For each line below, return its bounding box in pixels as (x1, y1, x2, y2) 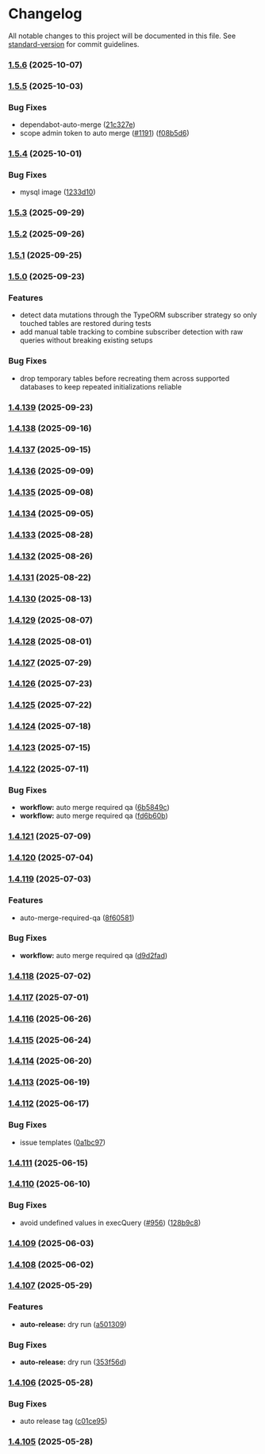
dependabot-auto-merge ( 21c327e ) (19, 120, 136, 129)
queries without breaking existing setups (19, 336, 153, 345)
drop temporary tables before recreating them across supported (19, 374, 230, 383)
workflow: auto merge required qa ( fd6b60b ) (19, 811, 168, 821)
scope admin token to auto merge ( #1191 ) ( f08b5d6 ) (19, 129, 190, 138)
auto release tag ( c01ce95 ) (19, 1417, 108, 1426)
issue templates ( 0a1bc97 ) (19, 1137, 106, 1147)
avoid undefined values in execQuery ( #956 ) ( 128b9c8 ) (19, 1218, 202, 1227)
